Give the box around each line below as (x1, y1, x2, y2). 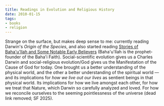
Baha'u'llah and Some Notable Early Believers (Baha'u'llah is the (5, 49, 134, 55)
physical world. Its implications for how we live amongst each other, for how (5, 80, 158, 86)
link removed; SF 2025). (5, 95, 54, 101)
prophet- (135, 49, 153, 55)
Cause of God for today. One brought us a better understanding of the (5, 64, 146, 71)
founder (5, 54, 21, 60)
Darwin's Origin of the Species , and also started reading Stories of (5, 44, 139, 50)
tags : (5, 16, 16, 21)
